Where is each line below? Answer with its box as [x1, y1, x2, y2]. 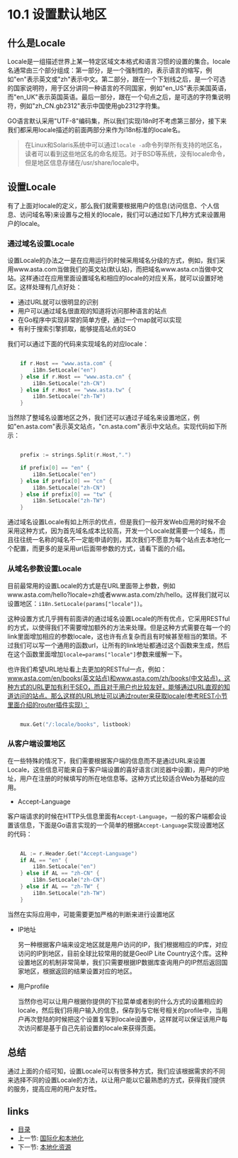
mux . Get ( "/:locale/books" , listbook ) [20, 720, 132, 728]
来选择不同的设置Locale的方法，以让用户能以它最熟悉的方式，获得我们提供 [7, 1076, 225, 1084]
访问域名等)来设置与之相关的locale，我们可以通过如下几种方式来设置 [19, 210, 220, 219]
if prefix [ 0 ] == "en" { [20, 465, 91, 472]
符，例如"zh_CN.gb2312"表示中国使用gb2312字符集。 [7, 102, 164, 110]
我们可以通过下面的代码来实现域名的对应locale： [7, 340, 149, 348]
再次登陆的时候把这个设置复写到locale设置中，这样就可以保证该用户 [23, 1014, 222, 1023]
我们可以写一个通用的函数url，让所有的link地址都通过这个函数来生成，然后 [13, 641, 230, 649]
